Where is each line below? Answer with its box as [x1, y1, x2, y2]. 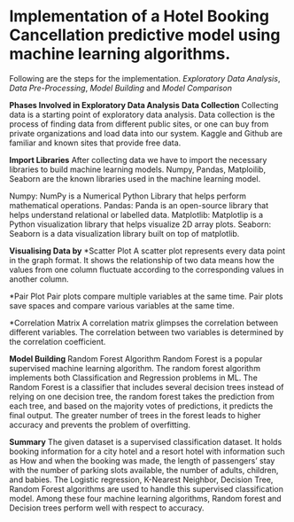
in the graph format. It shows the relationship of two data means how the [9, 254, 275, 265]
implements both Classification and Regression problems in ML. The [9, 372, 259, 383]
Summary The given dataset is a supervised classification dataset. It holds [9, 436, 282, 447]
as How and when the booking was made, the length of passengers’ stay [9, 455, 275, 466]
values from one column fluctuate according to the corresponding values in [9, 264, 284, 275]
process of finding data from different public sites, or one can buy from [9, 118, 269, 129]
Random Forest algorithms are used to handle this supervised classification [9, 483, 283, 494]
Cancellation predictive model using [9, 25, 281, 45]
